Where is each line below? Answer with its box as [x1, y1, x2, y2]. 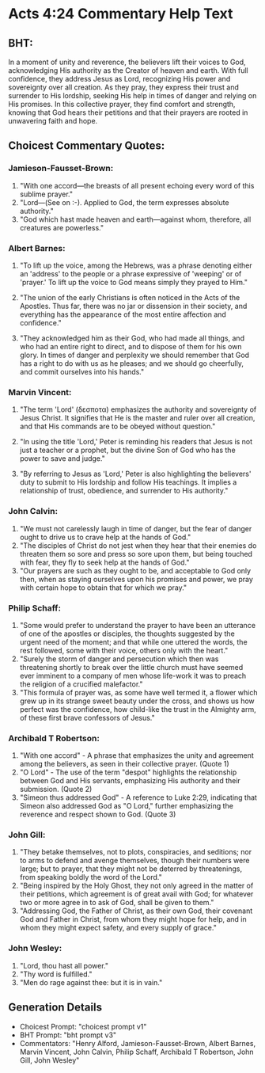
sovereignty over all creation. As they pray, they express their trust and [8, 82, 239, 92]
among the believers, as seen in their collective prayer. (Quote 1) [19, 759, 229, 769]
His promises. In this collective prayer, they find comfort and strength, [8, 100, 236, 108]
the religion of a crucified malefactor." [19, 679, 143, 689]
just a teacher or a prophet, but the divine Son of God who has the [19, 445, 236, 455]
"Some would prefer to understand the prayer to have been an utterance [19, 620, 256, 630]
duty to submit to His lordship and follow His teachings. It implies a [19, 478, 237, 487]
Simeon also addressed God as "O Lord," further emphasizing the [19, 801, 233, 811]
